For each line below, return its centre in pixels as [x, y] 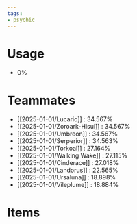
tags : [15, 13]
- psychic [21, 20]
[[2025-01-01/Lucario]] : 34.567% [65, 119]
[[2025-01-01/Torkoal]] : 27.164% [64, 149]
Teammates [41, 100]
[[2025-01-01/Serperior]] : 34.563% [67, 141]
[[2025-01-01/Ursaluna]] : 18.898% [66, 177]
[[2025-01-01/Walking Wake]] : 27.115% [72, 155]
